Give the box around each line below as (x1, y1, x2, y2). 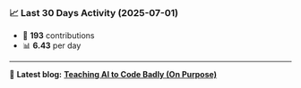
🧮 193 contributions (21, 30, 95, 41)
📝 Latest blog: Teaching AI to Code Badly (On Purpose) (9, 69, 218, 80)
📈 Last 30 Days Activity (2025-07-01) (9, 6, 179, 19)
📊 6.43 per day (21, 40, 82, 51)
